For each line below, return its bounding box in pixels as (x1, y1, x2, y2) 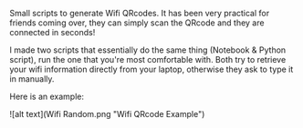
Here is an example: (9, 91, 85, 102)
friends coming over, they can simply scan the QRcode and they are (9, 17, 265, 28)
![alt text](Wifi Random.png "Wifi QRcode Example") (9, 109, 205, 119)
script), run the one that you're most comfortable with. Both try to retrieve (9, 54, 287, 64)
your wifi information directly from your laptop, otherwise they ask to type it (9, 64, 294, 74)
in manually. (9, 74, 55, 84)
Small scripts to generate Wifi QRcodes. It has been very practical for (9, 8, 270, 18)
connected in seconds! (9, 27, 96, 37)
